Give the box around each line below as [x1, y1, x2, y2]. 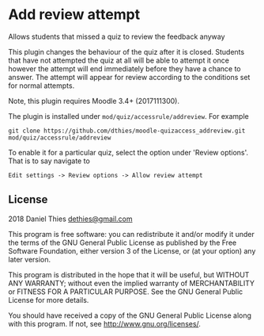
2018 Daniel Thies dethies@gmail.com [8, 214, 133, 223]
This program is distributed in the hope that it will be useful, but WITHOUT [8, 269, 250, 279]
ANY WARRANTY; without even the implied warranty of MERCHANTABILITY [8, 278, 255, 288]
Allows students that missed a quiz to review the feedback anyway [8, 32, 225, 41]
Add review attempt [8, 6, 141, 24]
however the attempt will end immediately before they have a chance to [8, 63, 241, 73]
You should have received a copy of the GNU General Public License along [8, 311, 251, 320]
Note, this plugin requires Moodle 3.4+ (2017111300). [8, 96, 180, 105]
